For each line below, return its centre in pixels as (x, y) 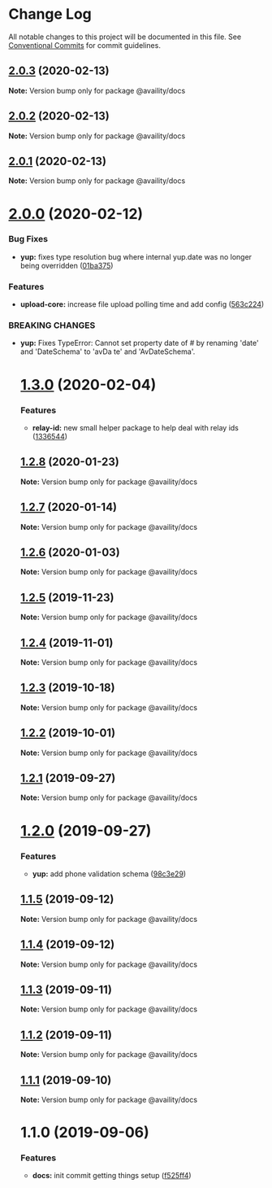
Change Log (50, 14)
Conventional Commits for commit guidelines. (84, 45)
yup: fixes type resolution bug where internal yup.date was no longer (136, 256)
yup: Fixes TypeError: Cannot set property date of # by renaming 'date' (139, 343)
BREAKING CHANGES (52, 325)
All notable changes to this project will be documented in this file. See (125, 37)
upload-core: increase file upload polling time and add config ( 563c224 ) (142, 304)
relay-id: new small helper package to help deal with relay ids (136, 427)
